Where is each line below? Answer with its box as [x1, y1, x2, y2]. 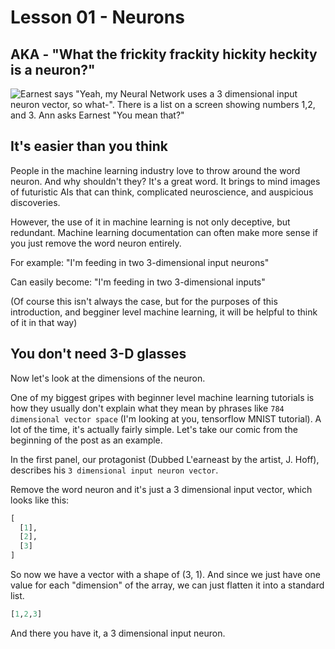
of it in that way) [10, 316, 78, 328]
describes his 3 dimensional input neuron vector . [10, 464, 219, 476]
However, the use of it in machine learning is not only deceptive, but [10, 216, 291, 228]
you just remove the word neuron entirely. [10, 237, 182, 249]
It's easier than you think [10, 138, 168, 155]
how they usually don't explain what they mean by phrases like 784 [10, 402, 285, 414]
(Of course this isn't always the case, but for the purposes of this [10, 295, 278, 307]
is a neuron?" [10, 61, 96, 78]
